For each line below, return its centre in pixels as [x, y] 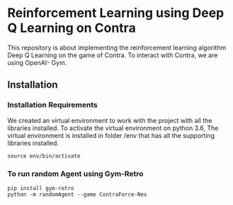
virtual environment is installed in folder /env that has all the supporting [111, 135]
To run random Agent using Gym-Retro [75, 173]
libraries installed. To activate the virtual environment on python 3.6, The [113, 128]
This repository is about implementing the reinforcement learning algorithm [117, 47]
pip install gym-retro [41, 188]
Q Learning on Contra [72, 28]
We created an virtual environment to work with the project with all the [110, 120]
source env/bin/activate [44, 156]
